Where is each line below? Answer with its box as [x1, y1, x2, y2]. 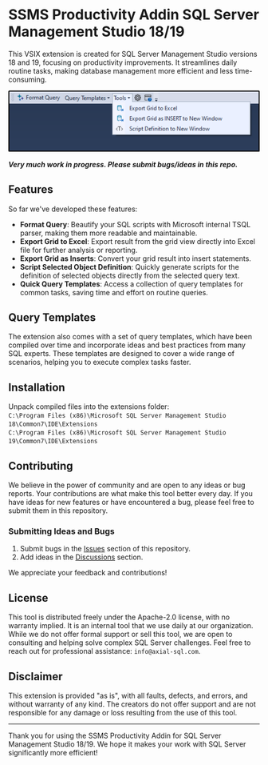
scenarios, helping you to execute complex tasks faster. [8, 358, 191, 367]
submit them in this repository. [8, 506, 108, 515]
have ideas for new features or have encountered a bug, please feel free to [8, 498, 254, 507]
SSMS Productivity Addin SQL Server [8, 6, 259, 24]
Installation [8, 380, 65, 394]
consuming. [8, 74, 47, 84]
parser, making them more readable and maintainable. [19, 228, 198, 238]
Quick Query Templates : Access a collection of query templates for [19, 278, 243, 289]
